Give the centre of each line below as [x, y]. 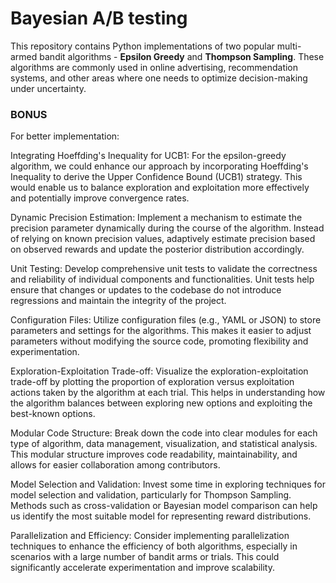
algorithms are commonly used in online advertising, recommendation [154, 67]
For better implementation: [65, 136]
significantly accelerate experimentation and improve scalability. [143, 568]
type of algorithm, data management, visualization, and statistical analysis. [164, 444]
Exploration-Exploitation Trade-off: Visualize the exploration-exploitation [159, 371]
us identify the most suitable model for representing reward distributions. [161, 516]
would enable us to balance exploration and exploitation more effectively [160, 188]
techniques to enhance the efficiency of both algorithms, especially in [154, 546]
